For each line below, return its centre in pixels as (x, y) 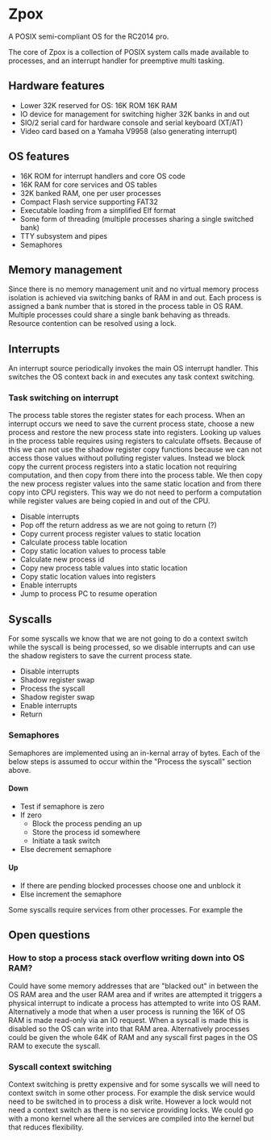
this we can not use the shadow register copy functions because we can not (135, 449)
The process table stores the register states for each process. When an (127, 415)
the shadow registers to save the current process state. (100, 656)
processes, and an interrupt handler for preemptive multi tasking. (117, 61)
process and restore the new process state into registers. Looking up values (135, 432)
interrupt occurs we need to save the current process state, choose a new (131, 424)
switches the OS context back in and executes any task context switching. (132, 377)
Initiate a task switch (66, 841)
